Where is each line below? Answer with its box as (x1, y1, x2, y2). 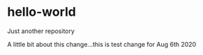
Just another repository (7, 27, 75, 35)
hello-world (7, 4, 77, 20)
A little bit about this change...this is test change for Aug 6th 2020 (7, 40, 197, 48)
